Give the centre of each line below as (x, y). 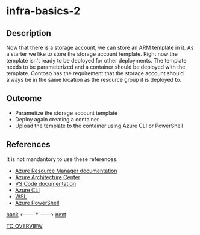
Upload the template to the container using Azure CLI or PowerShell (99, 126)
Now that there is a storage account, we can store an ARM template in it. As (100, 47)
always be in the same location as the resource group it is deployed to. (94, 80)
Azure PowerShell (37, 203)
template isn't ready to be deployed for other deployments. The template (96, 60)
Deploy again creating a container (57, 119)
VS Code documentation (45, 183)
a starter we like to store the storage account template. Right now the (92, 54)
